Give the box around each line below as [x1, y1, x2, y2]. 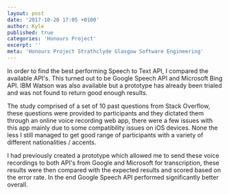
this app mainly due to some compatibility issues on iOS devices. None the [7, 124, 218, 132]
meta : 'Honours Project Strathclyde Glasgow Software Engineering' [7, 48, 204, 55]
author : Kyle [7, 23, 45, 29]
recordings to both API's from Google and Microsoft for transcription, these [7, 158, 219, 167]
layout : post [7, 10, 45, 17]
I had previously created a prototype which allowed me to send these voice [7, 151, 219, 159]
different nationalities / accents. [7, 138, 97, 146]
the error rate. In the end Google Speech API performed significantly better [7, 173, 219, 181]
